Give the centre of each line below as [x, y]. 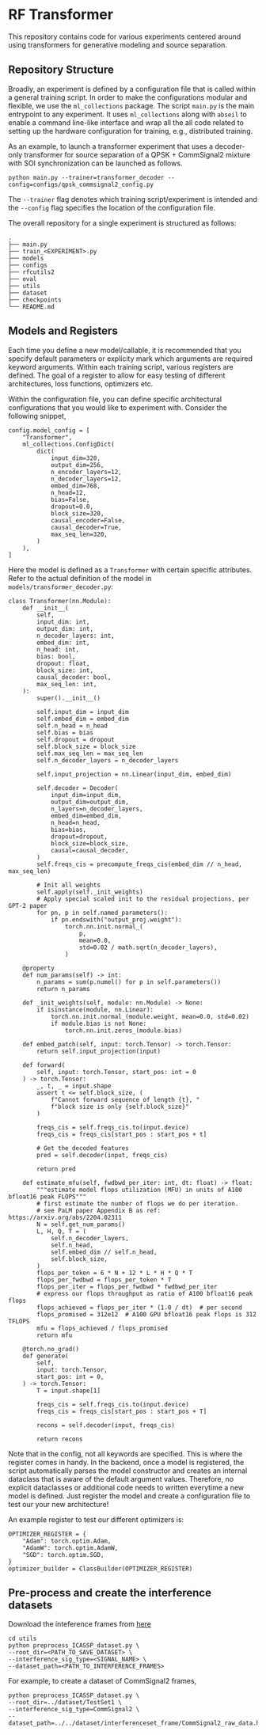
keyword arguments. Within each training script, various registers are [121, 366]
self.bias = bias [65, 733]
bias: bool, [57, 656]
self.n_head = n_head [72, 726]
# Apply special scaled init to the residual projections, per [143, 899]
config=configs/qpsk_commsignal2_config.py [81, 184]
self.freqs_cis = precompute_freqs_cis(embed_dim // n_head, [140, 864]
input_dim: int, [63, 622]
